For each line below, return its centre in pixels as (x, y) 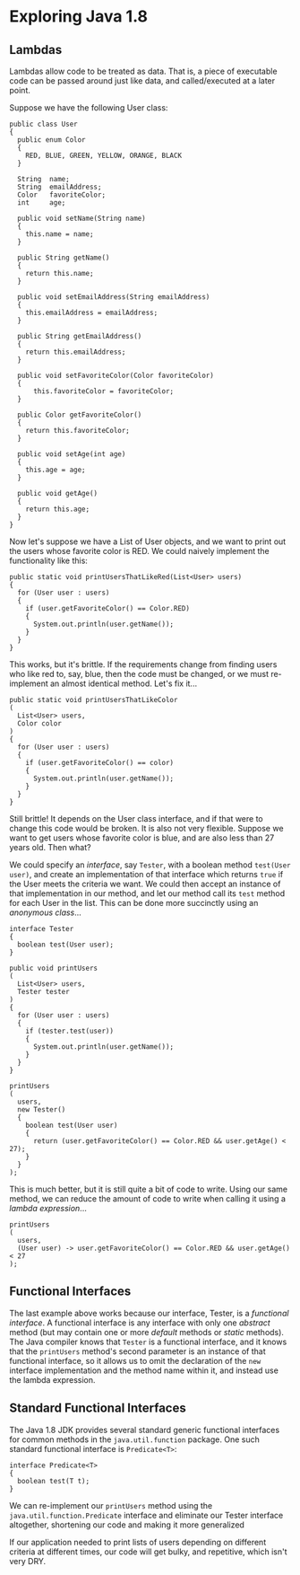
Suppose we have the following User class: (89, 108)
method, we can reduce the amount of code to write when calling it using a (148, 1199)
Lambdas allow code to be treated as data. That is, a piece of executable (143, 71)
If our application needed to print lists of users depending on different (138, 1542)
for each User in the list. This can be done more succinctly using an (134, 903)
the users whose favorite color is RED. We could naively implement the (140, 551)
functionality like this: (48, 560)
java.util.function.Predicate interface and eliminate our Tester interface (146, 1515)
